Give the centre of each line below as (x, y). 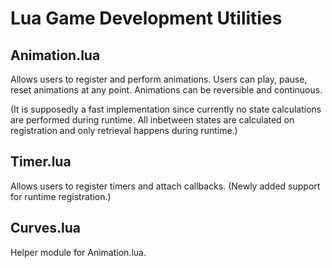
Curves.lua (45, 228)
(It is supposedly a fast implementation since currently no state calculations (166, 109)
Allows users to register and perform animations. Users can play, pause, (159, 79)
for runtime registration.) (61, 196)
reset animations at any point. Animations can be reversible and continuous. (166, 90)
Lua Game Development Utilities (146, 18)
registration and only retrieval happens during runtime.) (124, 130)
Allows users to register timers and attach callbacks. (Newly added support (165, 186)
